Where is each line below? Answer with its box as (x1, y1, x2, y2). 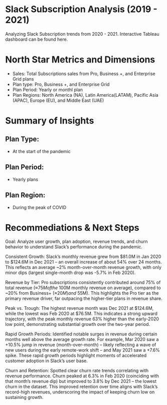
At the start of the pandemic (12, 148, 71, 154)
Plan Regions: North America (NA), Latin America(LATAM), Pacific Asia (12, 92, 159, 98)
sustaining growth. (5, 394, 44, 400)
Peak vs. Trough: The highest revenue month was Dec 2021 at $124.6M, (5, 305, 154, 311)
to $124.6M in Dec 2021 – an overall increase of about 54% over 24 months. (5, 259, 162, 265)
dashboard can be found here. (5, 36, 68, 42)
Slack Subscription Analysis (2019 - (5, 4, 157, 15)
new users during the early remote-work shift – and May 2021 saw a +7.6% (5, 347, 160, 353)
